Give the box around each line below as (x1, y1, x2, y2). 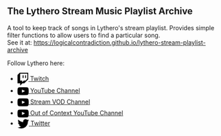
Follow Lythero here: (7, 58, 65, 67)
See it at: (7, 38, 32, 47)
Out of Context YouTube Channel (30, 109, 124, 117)
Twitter (30, 119, 50, 127)
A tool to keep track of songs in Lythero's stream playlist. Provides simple (7, 23, 215, 32)
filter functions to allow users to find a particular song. (7, 31, 161, 39)
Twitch (30, 74, 49, 82)
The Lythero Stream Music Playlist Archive (7, 5, 194, 17)
